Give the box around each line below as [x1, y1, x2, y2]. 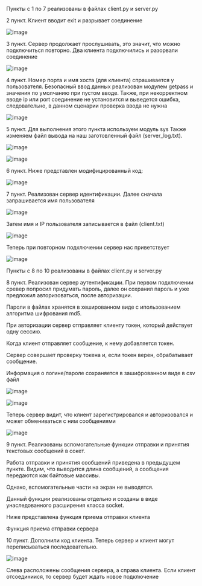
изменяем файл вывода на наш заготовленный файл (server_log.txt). [6, 132, 183, 139]
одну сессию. [6, 328, 42, 335]
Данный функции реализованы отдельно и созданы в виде [6, 495, 158, 502]
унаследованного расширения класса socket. [6, 501, 125, 509]
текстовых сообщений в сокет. [6, 447, 86, 454]
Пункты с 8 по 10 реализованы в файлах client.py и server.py [6, 267, 162, 274]
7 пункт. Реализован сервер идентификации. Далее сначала [6, 190, 163, 198]
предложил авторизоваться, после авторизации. [6, 292, 133, 298]
